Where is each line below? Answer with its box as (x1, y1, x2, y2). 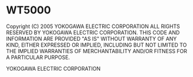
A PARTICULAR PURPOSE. (6, 54, 70, 61)
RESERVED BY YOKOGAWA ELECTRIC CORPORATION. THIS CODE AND (6, 29, 180, 36)
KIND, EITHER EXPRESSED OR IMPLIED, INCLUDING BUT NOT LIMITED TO (6, 41, 187, 48)
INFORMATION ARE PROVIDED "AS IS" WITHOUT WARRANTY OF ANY (6, 35, 177, 42)
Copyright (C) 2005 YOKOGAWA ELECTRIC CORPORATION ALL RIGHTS (6, 23, 180, 30)
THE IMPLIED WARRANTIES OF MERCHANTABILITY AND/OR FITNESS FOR (6, 47, 188, 54)
